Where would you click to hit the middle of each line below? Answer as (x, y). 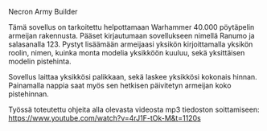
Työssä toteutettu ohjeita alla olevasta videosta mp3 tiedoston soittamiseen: (134, 109)
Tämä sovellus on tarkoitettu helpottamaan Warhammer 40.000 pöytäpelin (131, 27)
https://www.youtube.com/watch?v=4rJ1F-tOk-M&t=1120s (105, 118)
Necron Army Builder (43, 12)
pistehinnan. (29, 94)
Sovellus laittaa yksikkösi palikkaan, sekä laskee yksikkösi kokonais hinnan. (133, 77)
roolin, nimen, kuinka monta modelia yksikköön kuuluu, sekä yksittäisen (127, 53)
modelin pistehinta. (40, 61)
